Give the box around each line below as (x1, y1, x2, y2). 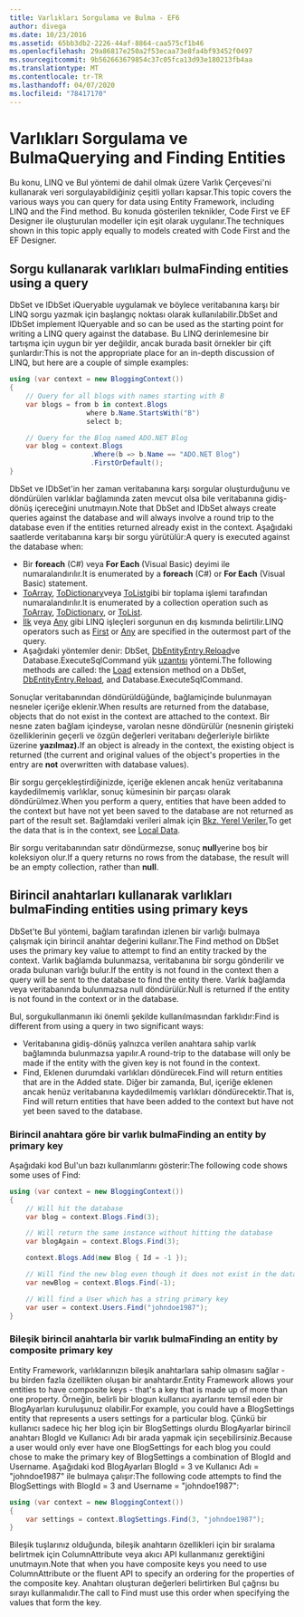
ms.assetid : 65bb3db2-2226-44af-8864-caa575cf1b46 (9, 38, 204, 48)
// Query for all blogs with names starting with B (25, 391, 224, 400)
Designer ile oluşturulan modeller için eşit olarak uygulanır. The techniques (9, 216, 285, 226)
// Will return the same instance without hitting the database (25, 1228, 273, 1237)
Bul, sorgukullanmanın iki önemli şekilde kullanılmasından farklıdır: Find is (9, 1011, 280, 1022)
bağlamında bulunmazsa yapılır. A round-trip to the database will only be (22, 1047, 291, 1058)
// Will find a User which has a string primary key (25, 1295, 229, 1304)
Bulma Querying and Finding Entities (9, 147, 287, 168)
